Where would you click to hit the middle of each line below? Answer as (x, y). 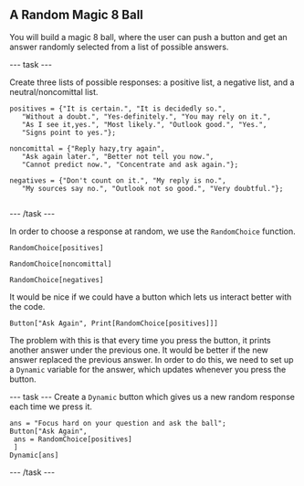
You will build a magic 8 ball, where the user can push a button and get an (148, 37)
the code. (27, 306)
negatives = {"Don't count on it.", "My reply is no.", (118, 180)
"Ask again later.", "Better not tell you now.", (118, 156)
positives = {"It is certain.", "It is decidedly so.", (118, 109)
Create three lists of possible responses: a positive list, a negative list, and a (152, 82)
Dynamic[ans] (34, 455)
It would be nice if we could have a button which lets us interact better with (151, 297)
